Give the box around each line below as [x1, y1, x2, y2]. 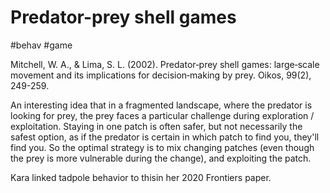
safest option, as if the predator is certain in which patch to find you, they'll [10, 131, 320, 143]
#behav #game [10, 39, 73, 51]
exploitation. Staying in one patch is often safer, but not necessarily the [10, 120, 303, 132]
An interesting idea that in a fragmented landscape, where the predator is [10, 99, 313, 111]
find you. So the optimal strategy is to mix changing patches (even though [10, 141, 315, 153]
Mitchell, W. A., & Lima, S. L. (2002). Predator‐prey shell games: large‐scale [10, 58, 320, 70]
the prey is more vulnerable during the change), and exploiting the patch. [10, 152, 312, 164]
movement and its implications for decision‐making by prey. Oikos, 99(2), [10, 69, 312, 81]
